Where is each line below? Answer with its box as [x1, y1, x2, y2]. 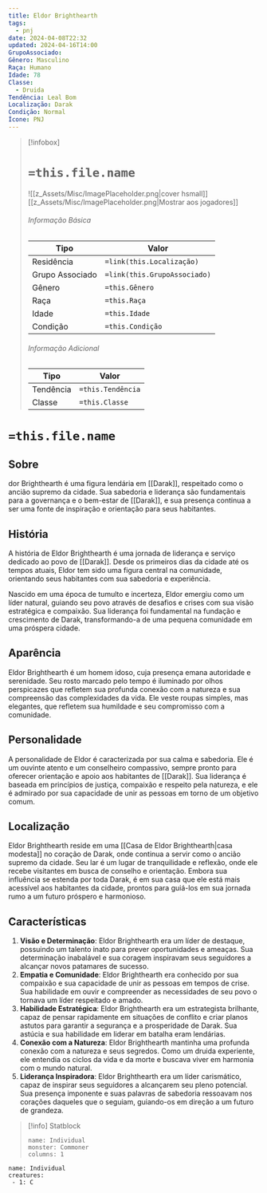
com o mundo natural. [19, 1063, 92, 1073]
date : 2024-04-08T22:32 [8, 34, 88, 42]
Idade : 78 [8, 71, 41, 79]
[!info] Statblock [27, 1121, 81, 1131]
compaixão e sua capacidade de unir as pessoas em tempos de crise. [19, 978, 249, 988]
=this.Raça [104, 296, 146, 306]
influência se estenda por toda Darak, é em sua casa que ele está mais [8, 875, 241, 884]
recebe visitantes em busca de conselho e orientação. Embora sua [8, 867, 228, 876]
